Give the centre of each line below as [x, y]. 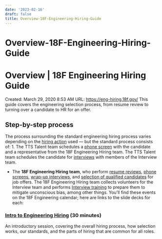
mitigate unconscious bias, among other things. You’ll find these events [84, 192]
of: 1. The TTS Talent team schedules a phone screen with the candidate [78, 147]
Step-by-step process [39, 125]
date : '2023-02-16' [25, 9]
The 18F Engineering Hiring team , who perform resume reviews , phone [84, 172]
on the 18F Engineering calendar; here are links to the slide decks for [81, 198]
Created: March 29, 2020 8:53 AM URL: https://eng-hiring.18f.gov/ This [76, 99]
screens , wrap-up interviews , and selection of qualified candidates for [83, 177]
